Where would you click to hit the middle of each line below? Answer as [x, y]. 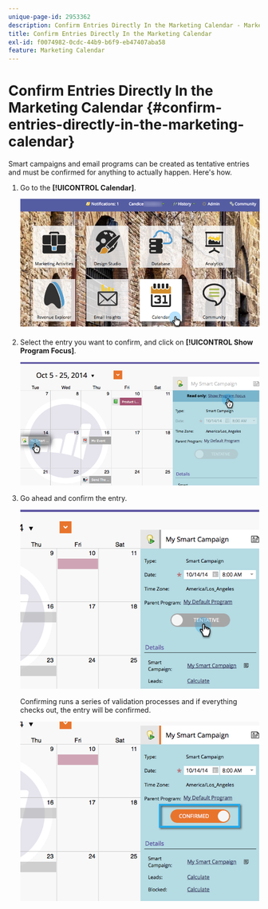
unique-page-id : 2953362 [49, 17]
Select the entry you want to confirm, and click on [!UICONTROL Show [136, 342]
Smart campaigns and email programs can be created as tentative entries [129, 164]
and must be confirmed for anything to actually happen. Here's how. [120, 172]
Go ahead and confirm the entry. [73, 498]
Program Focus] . [48, 350]
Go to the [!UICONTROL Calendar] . [78, 188]
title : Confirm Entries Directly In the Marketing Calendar [110, 33]
